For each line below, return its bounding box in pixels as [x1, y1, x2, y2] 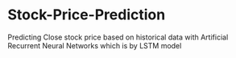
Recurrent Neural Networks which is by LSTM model [7, 40, 182, 50]
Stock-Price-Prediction [7, 6, 166, 24]
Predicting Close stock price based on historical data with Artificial [7, 32, 229, 42]
